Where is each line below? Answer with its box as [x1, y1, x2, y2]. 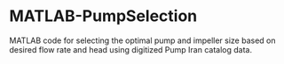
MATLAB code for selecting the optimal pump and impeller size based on [9, 35, 276, 46]
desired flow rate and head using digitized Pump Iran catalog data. [9, 44, 253, 54]
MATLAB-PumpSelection [9, 6, 198, 26]
